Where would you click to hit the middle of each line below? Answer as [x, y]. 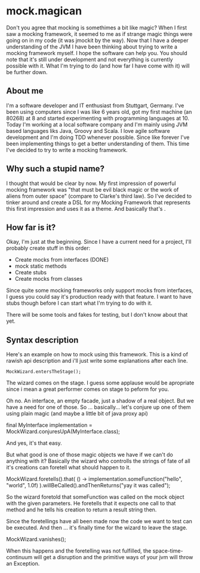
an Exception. [23, 563]
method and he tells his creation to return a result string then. [81, 510]
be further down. [27, 72]
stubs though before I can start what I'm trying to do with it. [79, 303]
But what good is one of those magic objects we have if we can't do [90, 455]
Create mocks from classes [48, 279]
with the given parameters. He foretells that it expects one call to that [91, 504]
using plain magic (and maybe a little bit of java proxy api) [77, 414]
